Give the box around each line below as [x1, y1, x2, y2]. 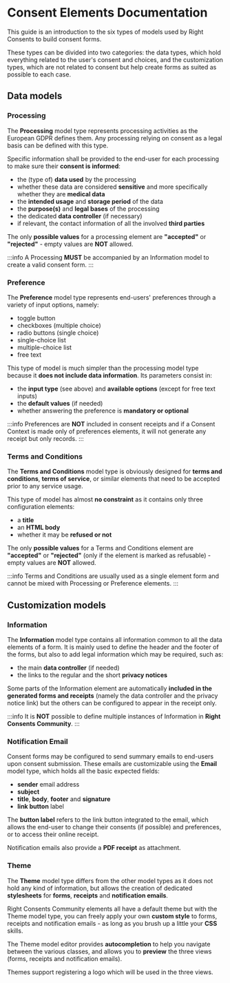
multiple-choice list [17, 343, 72, 351]
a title [17, 516, 34, 524]
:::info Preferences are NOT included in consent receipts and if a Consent [7, 420, 216, 428]
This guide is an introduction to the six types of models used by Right [7, 28, 204, 36]
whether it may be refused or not [17, 530, 112, 539]
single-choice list [17, 335, 67, 344]
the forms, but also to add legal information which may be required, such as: [7, 650, 224, 659]
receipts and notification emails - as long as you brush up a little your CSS [7, 919, 218, 927]
